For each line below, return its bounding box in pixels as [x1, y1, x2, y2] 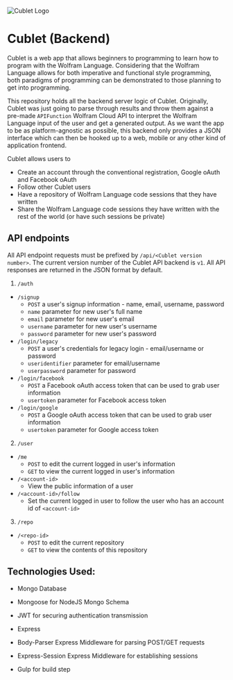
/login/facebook [17, 375, 64, 382]
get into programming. [7, 83, 71, 92]
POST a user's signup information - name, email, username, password [27, 299, 225, 308]
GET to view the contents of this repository [27, 545, 148, 554]
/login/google [17, 404, 58, 411]
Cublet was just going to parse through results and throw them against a [7, 104, 214, 113]
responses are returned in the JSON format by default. [7, 265, 163, 274]
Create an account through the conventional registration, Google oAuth [17, 167, 221, 176]
